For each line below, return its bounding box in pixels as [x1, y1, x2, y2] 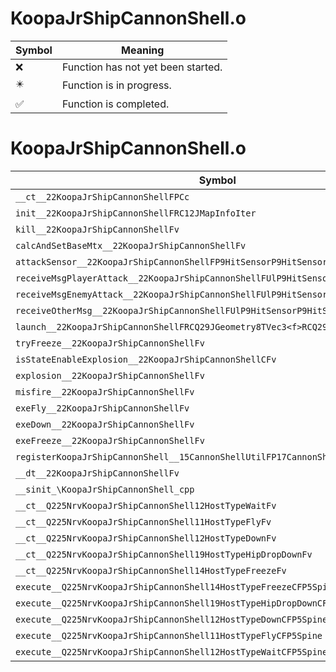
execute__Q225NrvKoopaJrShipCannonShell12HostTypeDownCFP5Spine [15, 613, 328, 625]
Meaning [121, 43, 165, 57]
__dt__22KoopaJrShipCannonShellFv [15, 467, 180, 479]
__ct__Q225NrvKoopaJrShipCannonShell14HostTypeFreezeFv [15, 565, 287, 576]
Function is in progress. [61, 78, 172, 92]
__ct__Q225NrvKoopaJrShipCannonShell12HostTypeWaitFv [15, 500, 277, 511]
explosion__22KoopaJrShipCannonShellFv [15, 370, 205, 381]
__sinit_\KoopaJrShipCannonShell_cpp [15, 483, 195, 495]
